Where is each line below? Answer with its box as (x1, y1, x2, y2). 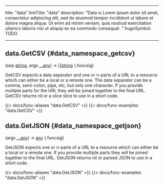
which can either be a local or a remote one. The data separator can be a (5, 77, 152, 83)
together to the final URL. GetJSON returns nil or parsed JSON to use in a (5, 155, 153, 160)
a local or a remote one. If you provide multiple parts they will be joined (5, 149, 148, 155)
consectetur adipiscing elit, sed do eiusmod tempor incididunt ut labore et (5, 15, 154, 21)
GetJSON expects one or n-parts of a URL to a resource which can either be (5, 144, 159, 150)
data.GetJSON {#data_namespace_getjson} (5, 122, 142, 130)
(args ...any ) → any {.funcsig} (5, 134, 64, 140)
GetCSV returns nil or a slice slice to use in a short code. (5, 93, 119, 99)
